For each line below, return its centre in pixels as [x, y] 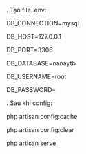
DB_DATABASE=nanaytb [41, 63]
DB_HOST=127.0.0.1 [34, 36]
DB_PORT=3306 [30, 50]
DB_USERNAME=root [36, 76]
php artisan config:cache [42, 117]
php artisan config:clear [40, 130]
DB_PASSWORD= [31, 90]
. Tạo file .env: [26, 10]
